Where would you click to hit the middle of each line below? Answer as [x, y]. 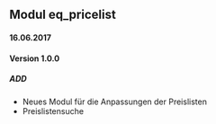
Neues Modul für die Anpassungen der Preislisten [114, 102]
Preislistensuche [53, 111]
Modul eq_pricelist [63, 15]
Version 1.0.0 [35, 58]
